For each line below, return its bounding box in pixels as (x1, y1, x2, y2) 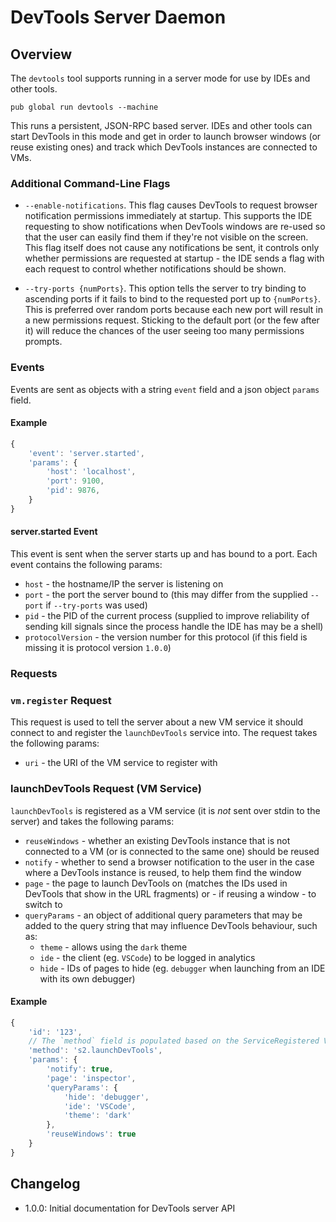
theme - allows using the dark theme (39, 941, 188, 953)
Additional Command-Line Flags (10, 176, 171, 190)
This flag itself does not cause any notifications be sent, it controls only (24, 242, 320, 254)
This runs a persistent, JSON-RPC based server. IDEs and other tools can (10, 120, 313, 131)
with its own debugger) (39, 972, 136, 985)
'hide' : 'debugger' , (63, 1092, 150, 1102)
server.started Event (10, 526, 98, 538)
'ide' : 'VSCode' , (63, 1101, 137, 1111)
